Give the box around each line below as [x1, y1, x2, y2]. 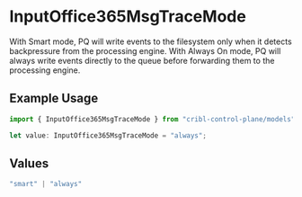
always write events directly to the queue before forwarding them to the [9, 55, 275, 66]
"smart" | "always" [9, 180, 83, 189]
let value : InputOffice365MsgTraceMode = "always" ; [9, 130, 207, 140]
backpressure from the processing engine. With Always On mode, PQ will [9, 45, 281, 56]
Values [9, 156, 49, 171]
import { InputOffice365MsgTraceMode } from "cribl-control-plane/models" [9, 114, 296, 123]
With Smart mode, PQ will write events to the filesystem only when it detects [9, 36, 292, 47]
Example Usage [9, 91, 99, 106]
